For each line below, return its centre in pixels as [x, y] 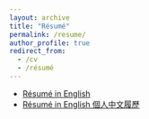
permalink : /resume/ [48, 34]
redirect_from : [38, 51]
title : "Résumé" [39, 26]
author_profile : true [50, 43]
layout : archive [39, 18]
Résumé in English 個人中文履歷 [81, 104]
